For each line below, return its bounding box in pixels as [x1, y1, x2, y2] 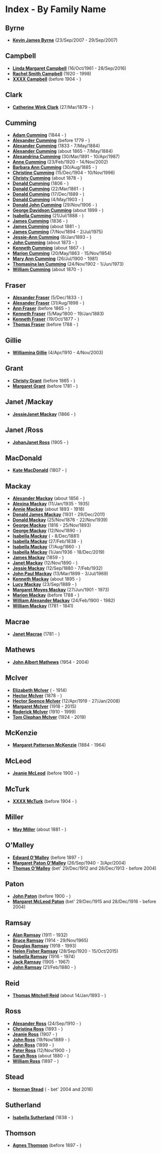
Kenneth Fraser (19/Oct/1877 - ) [12, 316, 79, 322]
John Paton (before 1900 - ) [12, 893, 71, 899]
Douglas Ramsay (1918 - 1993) [12, 943, 77, 949]
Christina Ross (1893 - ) [12, 1026, 63, 1032]
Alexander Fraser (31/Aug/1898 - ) [12, 300, 85, 306]
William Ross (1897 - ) [12, 1058, 59, 1064]
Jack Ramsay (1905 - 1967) [12, 959, 70, 965]
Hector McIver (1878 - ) [12, 692, 62, 699]
